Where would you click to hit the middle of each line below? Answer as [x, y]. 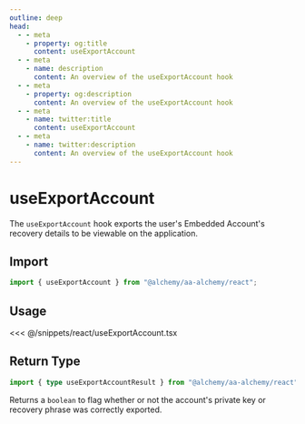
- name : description [64, 69]
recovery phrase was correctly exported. [86, 409]
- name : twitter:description [81, 145]
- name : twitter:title [69, 119]
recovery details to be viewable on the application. [103, 233]
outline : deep [36, 18]
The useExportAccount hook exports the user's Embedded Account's [137, 223]
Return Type [45, 362]
